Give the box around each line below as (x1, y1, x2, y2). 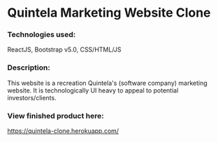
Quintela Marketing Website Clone (7, 5, 211, 21)
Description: (7, 63, 50, 72)
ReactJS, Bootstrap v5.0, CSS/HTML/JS (7, 45, 122, 54)
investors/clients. (7, 93, 57, 102)
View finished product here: (7, 111, 104, 120)
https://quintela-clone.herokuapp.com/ (7, 127, 119, 135)
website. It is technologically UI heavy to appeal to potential (7, 86, 179, 95)
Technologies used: (7, 30, 76, 40)
